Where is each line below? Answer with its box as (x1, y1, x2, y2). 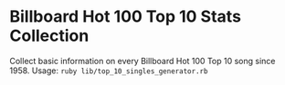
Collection (9, 25, 90, 46)
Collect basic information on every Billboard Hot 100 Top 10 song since (9, 55, 276, 66)
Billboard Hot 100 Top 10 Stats (9, 6, 242, 27)
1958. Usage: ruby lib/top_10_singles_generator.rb (9, 65, 208, 76)
